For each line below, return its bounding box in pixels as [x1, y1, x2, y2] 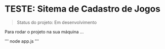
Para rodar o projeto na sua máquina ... [4, 29, 84, 34]
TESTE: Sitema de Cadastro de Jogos [4, 3, 161, 15]
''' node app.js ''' [4, 38, 39, 44]
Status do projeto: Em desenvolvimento [16, 19, 97, 25]
